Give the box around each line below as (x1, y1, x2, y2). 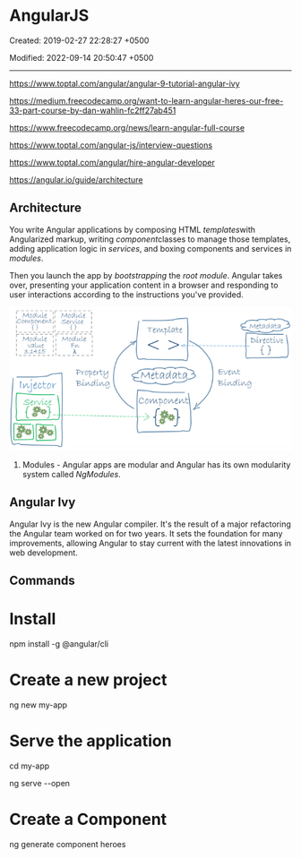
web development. (9, 547, 78, 558)
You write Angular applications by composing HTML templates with (9, 224, 256, 235)
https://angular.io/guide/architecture (9, 174, 143, 184)
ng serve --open (9, 778, 70, 789)
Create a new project (9, 670, 168, 691)
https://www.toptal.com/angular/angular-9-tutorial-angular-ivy (9, 78, 240, 89)
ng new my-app (9, 699, 68, 710)
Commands (9, 573, 76, 588)
